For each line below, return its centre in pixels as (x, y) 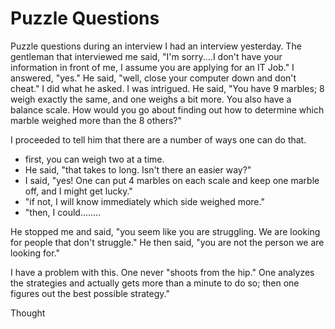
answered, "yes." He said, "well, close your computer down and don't (153, 78)
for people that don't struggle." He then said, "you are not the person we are (167, 242)
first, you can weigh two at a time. (94, 159)
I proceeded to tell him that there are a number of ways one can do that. (158, 139)
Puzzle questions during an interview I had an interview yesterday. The (156, 46)
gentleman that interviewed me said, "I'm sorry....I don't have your (146, 56)
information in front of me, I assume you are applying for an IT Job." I (152, 67)
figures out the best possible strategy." (90, 293)
